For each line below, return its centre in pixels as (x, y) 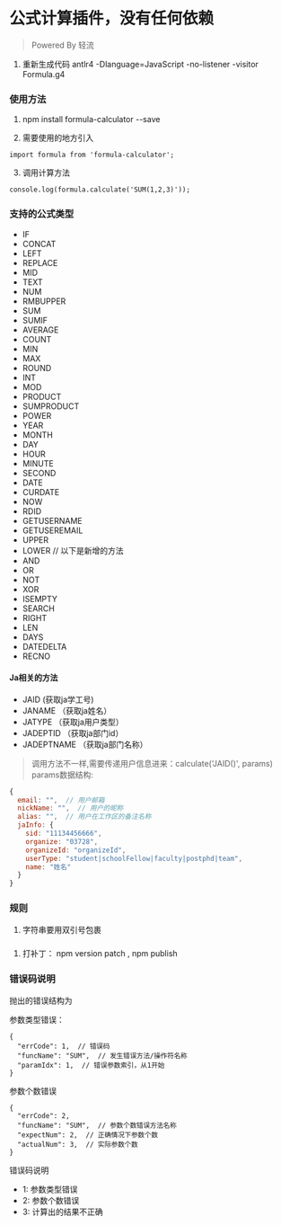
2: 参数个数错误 (51, 1200)
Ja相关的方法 (34, 678)
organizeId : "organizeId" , (76, 850)
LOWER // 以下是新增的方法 (73, 550)
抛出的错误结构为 (41, 1000)
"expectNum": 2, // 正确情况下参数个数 (88, 1135)
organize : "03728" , (62, 841)
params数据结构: (62, 775)
